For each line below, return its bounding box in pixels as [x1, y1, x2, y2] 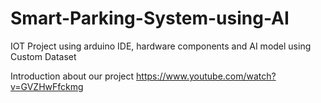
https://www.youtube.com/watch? [136, 70, 277, 82]
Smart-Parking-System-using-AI [10, 7, 290, 30]
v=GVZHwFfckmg [10, 80, 84, 92]
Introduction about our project [10, 70, 135, 82]
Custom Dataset [10, 50, 77, 62]
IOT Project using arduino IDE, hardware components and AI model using [10, 40, 312, 52]
